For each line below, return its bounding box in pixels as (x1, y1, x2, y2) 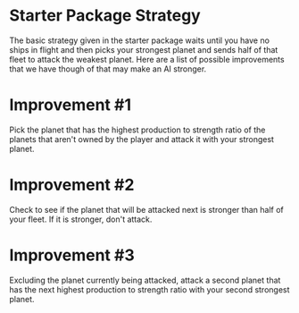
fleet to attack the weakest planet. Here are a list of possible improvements (9, 54, 285, 64)
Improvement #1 (9, 95, 132, 115)
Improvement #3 (9, 245, 136, 265)
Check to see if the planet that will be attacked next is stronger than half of (9, 204, 284, 215)
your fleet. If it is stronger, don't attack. (9, 214, 153, 224)
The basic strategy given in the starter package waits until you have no (9, 35, 270, 46)
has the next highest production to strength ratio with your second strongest (9, 283, 290, 295)
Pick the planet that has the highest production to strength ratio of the (9, 124, 266, 135)
